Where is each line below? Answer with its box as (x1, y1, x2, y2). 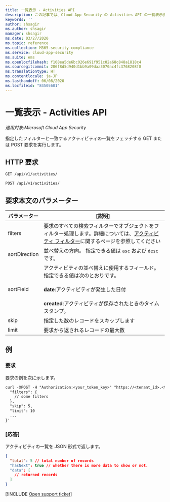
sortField (8, 285, 29, 292)
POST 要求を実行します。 (11, 141, 64, 147)
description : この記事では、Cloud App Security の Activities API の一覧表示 (5, 12, 163, 17)
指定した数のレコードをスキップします (44, 317, 135, 324)
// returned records (14, 473, 58, 478)
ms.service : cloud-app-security (5, 50, 73, 55)
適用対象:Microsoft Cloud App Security (5, 124, 87, 130)
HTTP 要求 (5, 158, 39, 166)
